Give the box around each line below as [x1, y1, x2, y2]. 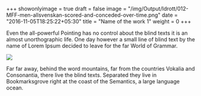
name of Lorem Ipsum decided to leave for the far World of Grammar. [6, 42, 178, 49]
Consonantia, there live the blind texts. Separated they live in [6, 71, 157, 79]
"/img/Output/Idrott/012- [128, 5, 188, 12]
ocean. [6, 84, 23, 91]
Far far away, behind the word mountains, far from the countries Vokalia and [6, 65, 196, 72]
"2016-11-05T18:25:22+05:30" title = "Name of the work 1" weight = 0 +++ [6, 18, 191, 25]
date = [161, 11, 178, 19]
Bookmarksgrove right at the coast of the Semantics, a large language [6, 78, 180, 85]
